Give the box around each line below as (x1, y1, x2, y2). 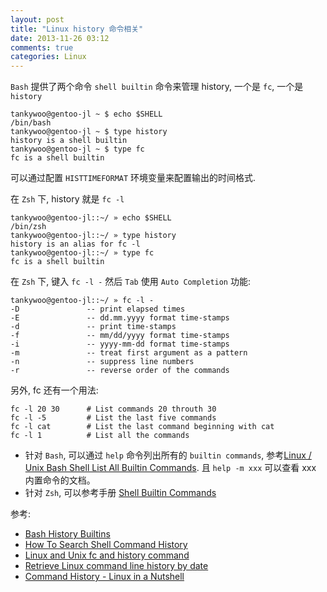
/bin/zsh (10, 222, 47, 232)
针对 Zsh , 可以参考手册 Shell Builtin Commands (24, 487, 217, 499)
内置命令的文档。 (24, 474, 96, 486)
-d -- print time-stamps (10, 322, 177, 332)
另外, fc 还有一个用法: (10, 384, 99, 396)
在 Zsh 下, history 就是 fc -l (10, 193, 125, 205)
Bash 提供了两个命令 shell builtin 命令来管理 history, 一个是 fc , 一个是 (10, 81, 304, 93)
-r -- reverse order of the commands (10, 366, 230, 376)
